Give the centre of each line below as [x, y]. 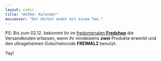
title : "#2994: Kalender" [32, 14]
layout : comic [20, 10]
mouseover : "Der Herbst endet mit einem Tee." [54, 19]
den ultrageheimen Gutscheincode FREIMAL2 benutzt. [61, 44]
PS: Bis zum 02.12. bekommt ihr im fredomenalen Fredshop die [69, 33]
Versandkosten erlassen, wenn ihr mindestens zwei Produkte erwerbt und [81, 38]
